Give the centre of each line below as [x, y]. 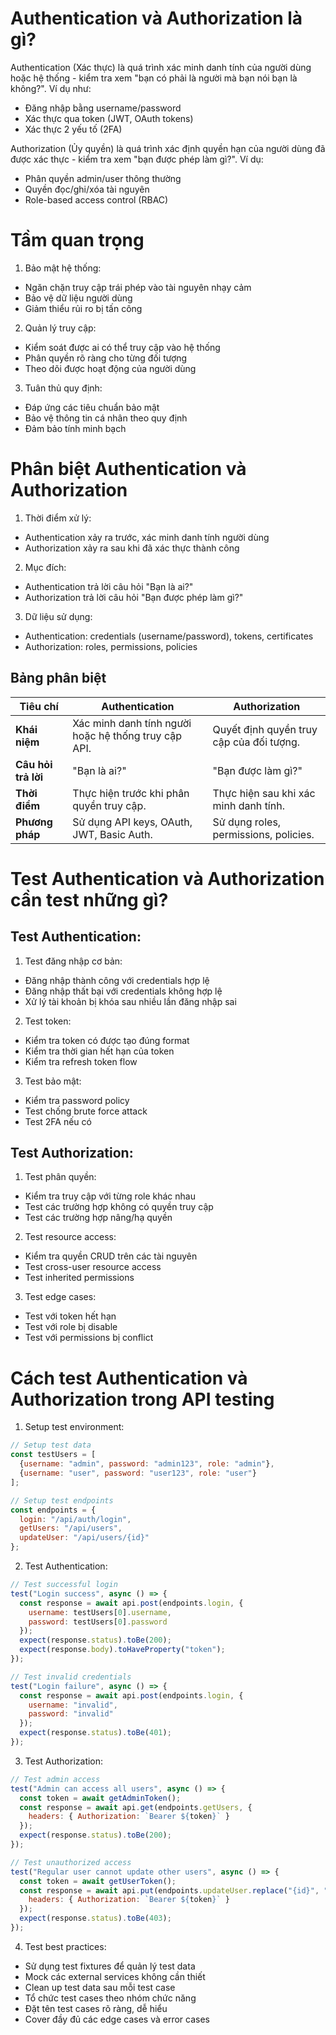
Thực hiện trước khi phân [131, 793]
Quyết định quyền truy [265, 729]
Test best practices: [65, 1946]
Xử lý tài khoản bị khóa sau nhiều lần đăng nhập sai [130, 1001]
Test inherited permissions [79, 1278]
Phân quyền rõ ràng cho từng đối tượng [106, 358]
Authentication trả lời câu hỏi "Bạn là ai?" [109, 586]
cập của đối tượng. [256, 742]
